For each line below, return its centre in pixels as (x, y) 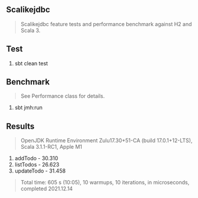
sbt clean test (31, 63)
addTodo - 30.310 (36, 158)
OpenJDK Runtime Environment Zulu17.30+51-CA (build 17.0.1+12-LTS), (106, 140)
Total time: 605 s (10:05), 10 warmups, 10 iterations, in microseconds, (105, 183)
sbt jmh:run (29, 108)
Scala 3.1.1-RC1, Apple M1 (51, 147)
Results (20, 126)
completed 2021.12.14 (46, 189)
